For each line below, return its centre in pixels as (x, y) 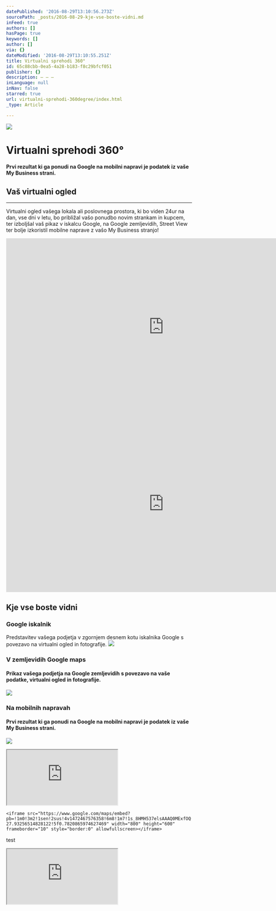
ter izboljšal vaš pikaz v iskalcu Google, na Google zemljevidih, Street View (97, 224)
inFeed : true (22, 22)
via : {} (16, 50)
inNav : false (22, 88)
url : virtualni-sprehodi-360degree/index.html (64, 99)
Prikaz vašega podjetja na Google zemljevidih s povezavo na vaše (88, 673)
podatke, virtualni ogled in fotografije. (54, 680)
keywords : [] (22, 39)
